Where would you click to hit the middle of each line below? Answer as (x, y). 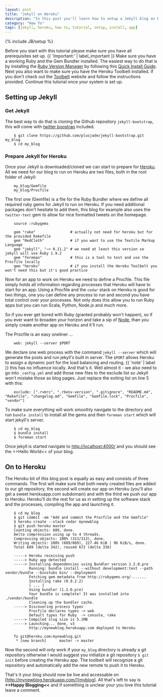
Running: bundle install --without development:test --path (91, 568)
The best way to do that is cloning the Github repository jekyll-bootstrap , (79, 121)
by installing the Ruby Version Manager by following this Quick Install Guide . (81, 67)
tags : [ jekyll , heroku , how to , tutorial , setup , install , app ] (71, 28)
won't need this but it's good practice (47, 271)
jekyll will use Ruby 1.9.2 (33, 254)
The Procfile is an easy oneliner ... (39, 334)
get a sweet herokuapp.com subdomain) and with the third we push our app (81, 494)
